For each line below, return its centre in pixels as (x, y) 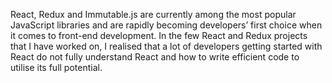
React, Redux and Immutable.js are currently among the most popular (153, 14)
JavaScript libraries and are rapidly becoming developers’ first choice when (166, 25)
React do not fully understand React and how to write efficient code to (155, 57)
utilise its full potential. (56, 67)
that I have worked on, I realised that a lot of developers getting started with (166, 46)
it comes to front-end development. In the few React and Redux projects (159, 35)
